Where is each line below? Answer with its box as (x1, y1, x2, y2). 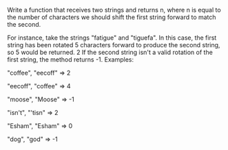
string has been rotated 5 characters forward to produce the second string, (7, 41, 220, 49)
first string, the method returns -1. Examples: (7, 55, 134, 64)
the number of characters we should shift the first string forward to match (7, 13, 216, 21)
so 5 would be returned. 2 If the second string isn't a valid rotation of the (7, 48, 214, 56)
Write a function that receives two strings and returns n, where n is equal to (7, 6, 222, 14)
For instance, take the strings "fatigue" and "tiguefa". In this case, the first (7, 34, 217, 42)
